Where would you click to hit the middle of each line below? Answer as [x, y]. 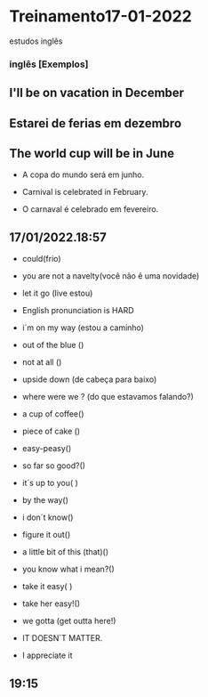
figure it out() [46, 535]
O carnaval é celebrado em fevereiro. [90, 209]
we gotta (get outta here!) [69, 621]
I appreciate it [47, 655]
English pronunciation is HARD [78, 311]
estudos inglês [36, 41]
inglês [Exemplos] [49, 64]
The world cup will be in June [92, 154]
